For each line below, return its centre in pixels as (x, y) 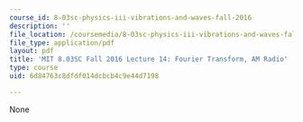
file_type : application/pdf (62, 43)
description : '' (40, 26)
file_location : (38, 34)
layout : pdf (32, 51)
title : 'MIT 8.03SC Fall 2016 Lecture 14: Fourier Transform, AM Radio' (149, 59)
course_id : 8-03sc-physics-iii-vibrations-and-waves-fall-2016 (131, 17)
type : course (34, 68)
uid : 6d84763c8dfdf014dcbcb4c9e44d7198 (84, 76)
